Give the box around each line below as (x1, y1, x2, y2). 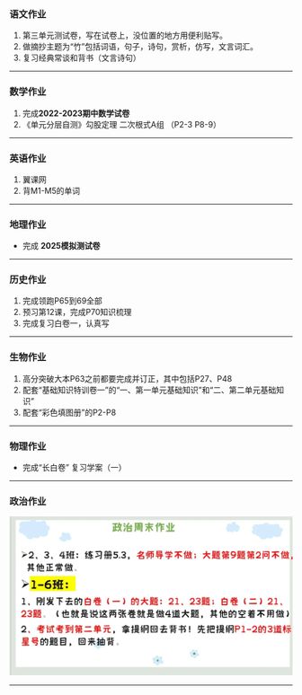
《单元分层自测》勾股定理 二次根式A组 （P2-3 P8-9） (22, 119, 222, 129)
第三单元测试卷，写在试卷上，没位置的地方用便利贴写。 (22, 30, 227, 41)
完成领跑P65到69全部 (22, 295, 103, 306)
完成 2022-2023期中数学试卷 (22, 108, 130, 119)
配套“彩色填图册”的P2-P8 (22, 407, 117, 418)
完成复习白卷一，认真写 (22, 318, 110, 329)
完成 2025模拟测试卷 (22, 241, 101, 251)
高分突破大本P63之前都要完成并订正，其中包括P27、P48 (22, 373, 233, 383)
